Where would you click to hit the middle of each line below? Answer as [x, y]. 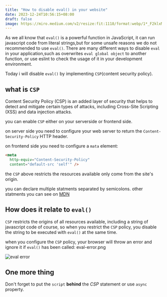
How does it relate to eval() [48, 210]
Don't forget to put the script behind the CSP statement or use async [76, 284]
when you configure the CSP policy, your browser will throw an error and [79, 242]
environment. [19, 64]
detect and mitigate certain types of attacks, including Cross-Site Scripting [82, 107]
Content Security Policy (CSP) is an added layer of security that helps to [79, 101]
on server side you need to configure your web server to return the [74, 131]
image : [12, 24]
